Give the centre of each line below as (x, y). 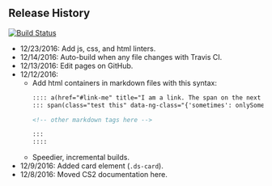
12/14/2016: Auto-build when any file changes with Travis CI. (121, 57)
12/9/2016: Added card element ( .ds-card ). (91, 166)
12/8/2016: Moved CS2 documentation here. (93, 175)
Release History (49, 13)
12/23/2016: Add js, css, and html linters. (88, 49)
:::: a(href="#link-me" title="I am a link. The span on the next (147, 97)
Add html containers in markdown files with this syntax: (124, 82)
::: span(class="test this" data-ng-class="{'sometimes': (132, 105)
